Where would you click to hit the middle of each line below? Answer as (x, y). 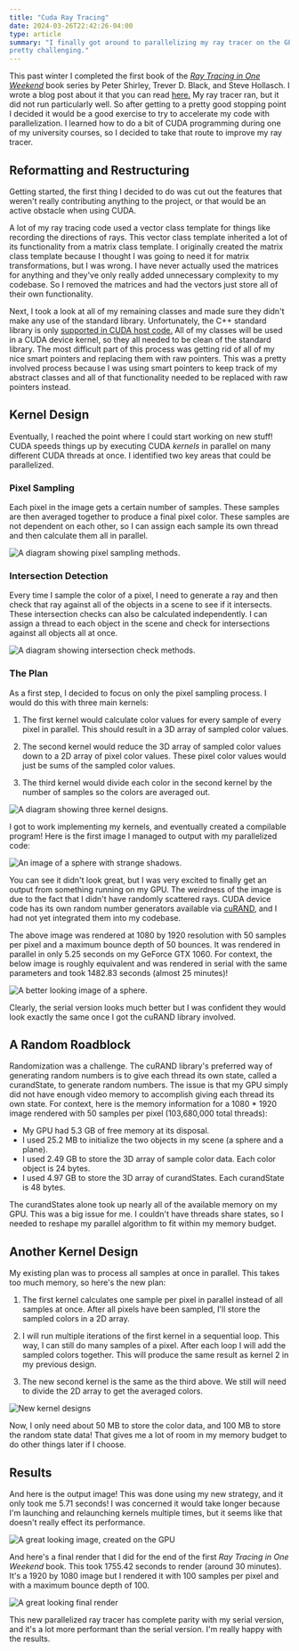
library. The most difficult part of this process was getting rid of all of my (142, 349)
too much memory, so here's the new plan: (88, 1282)
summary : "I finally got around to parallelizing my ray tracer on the (145, 42)
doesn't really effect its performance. (77, 1523)
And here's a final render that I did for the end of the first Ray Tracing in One (149, 1557)
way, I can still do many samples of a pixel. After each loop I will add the (154, 1346)
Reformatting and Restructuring (99, 170)
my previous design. (59, 1364)
